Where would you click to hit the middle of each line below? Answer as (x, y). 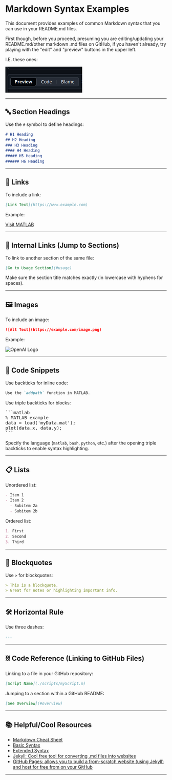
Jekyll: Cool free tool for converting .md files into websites (74, 756)
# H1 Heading (19, 134)
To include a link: (23, 194)
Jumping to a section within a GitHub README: (55, 693)
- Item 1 (15, 495)
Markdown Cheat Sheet (38, 740)
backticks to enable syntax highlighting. (47, 448)
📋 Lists (17, 470)
